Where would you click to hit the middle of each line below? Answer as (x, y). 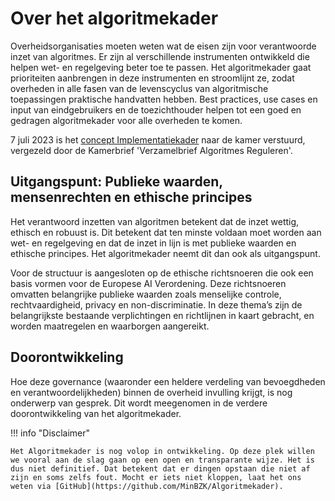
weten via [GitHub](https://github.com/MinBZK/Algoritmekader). (147, 486)
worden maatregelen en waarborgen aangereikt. (110, 326)
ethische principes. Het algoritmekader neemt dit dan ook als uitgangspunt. (165, 253)
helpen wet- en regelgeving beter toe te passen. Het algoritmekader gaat (161, 67)
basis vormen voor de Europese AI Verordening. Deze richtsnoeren (148, 283)
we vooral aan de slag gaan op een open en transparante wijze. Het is (162, 460)
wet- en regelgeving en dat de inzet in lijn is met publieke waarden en (153, 243)
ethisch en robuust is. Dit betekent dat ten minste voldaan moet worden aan (166, 232)
